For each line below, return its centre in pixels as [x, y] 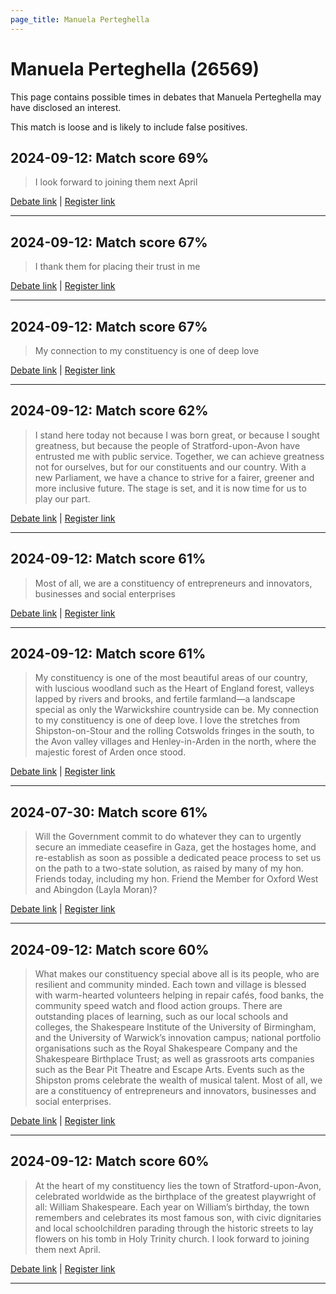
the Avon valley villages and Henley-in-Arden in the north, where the [175, 742]
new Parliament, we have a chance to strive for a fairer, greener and [174, 477]
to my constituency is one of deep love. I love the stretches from [167, 720]
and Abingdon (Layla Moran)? [96, 890]
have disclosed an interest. [66, 107]
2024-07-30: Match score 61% [109, 812]
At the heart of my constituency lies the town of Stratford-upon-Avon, [178, 1185]
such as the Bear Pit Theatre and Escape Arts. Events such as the [169, 1070]
